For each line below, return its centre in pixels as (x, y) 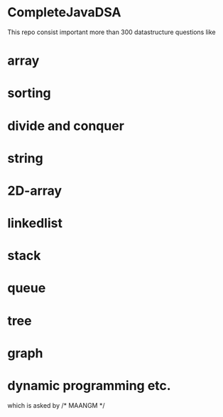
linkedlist (35, 223)
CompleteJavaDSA (64, 12)
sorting (29, 93)
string (26, 158)
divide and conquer (66, 126)
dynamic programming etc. (89, 386)
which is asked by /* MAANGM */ (56, 405)
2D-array (35, 191)
